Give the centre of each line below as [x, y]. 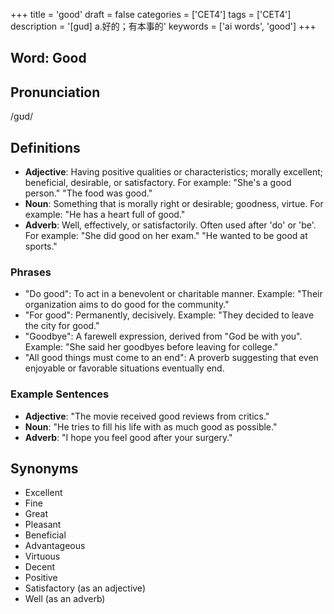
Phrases [31, 272]
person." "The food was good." [88, 193]
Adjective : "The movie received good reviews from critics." [147, 416]
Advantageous [55, 546]
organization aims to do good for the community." [127, 305]
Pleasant [43, 525]
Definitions [45, 147]
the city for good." [62, 326]
